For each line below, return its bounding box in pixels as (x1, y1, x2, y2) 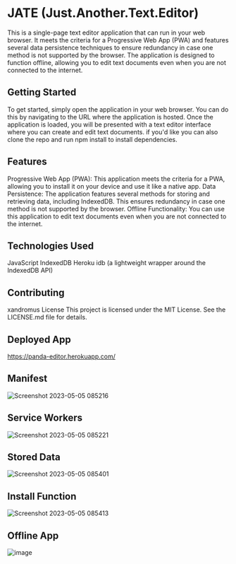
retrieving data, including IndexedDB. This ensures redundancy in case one (7, 196, 225, 206)
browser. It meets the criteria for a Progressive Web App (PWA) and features (7, 35, 229, 44)
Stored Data (7, 451, 61, 464)
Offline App (7, 529, 59, 541)
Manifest (7, 372, 48, 384)
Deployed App (7, 334, 72, 346)
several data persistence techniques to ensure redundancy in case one (7, 43, 213, 52)
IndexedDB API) (7, 266, 54, 275)
